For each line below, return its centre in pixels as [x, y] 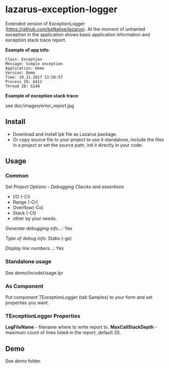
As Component [24, 286]
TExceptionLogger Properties [43, 316]
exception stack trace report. [36, 40]
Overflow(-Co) [28, 208]
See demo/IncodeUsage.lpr [34, 273]
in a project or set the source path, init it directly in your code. [78, 145]
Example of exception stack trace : [42, 95]
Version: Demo [20, 73]
